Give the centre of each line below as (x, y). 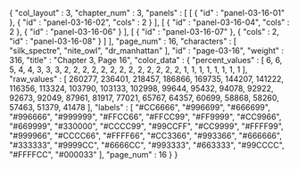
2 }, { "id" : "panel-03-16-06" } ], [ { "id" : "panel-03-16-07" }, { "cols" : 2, (144, 32)
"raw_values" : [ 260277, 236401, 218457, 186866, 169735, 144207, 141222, (146, 79)
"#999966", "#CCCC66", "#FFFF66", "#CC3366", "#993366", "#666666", (146, 136)
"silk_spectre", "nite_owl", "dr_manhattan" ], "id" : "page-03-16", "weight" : (146, 51)
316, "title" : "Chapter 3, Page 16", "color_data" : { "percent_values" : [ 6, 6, (146, 60)
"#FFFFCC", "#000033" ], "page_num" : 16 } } (94, 154)
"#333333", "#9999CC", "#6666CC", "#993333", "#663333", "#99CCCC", (147, 145)
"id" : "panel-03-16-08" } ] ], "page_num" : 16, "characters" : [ (123, 41)
